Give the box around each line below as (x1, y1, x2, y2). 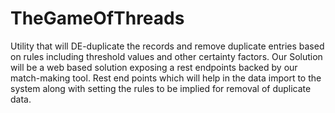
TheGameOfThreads (10, 7, 185, 30)
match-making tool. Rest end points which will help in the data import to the (10, 72, 322, 84)
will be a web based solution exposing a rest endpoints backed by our (10, 61, 298, 73)
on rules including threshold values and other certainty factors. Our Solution (10, 50, 323, 62)
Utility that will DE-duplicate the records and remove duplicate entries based (10, 40, 325, 52)
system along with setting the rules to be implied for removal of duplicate (10, 82, 312, 94)
